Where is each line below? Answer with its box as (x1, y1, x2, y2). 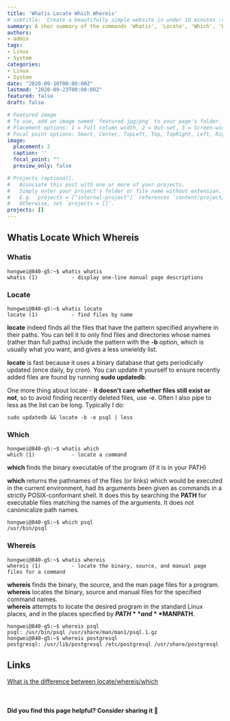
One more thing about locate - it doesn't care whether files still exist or (7, 386, 211, 394)
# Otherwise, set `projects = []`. (7, 200, 115, 207)
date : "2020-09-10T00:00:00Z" (7, 80, 94, 87)
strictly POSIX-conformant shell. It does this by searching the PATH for (7, 491, 207, 500)
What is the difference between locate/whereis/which (7, 677, 159, 685)
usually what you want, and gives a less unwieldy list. (7, 345, 157, 353)
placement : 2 (13, 143, 51, 151)
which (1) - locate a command (7, 451, 127, 459)
